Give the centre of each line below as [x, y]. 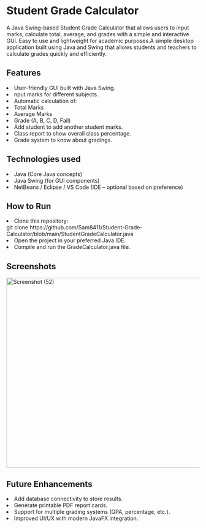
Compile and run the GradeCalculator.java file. [72, 247]
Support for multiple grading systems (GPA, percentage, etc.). [92, 512]
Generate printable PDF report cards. [61, 505]
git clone [17, 228]
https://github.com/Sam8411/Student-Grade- [86, 228]
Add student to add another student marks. [69, 127]
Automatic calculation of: [46, 101]
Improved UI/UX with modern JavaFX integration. [76, 518]
